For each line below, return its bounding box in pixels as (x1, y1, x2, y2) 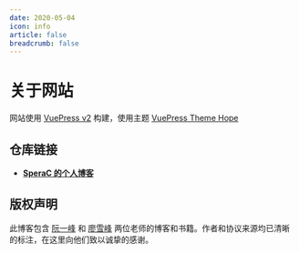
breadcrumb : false (9, 38, 79, 48)
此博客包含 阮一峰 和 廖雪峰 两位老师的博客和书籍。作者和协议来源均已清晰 (9, 222, 290, 233)
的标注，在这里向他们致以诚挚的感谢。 (9, 234, 153, 245)
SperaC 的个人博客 (22, 167, 94, 178)
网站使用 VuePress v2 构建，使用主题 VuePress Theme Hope (9, 113, 239, 124)
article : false (9, 30, 67, 39)
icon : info (9, 22, 51, 31)
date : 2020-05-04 (9, 13, 76, 23)
